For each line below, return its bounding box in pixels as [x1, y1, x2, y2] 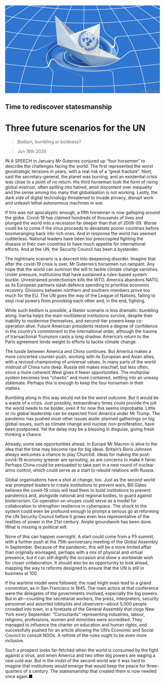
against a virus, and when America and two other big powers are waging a [5, 652, 156, 658]
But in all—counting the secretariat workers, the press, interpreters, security [5, 596, 159, 602]
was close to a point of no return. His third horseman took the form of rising [5, 179, 158, 185]
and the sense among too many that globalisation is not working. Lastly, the [5, 189, 158, 195]
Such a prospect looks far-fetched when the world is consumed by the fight [5, 647, 159, 653]
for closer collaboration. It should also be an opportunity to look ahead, [5, 560, 149, 565]
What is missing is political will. [5, 524, 68, 530]
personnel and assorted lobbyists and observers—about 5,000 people [5, 601, 147, 606]
